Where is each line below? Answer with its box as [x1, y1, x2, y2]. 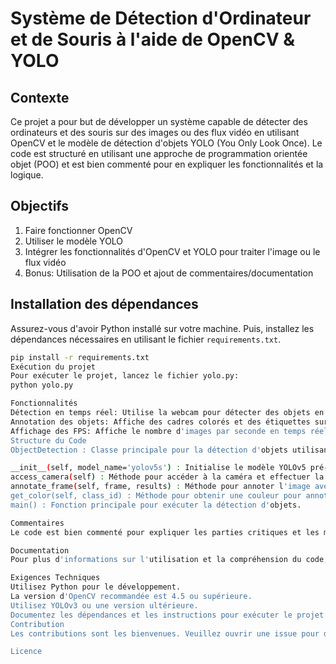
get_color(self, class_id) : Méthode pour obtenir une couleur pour [10, 491, 302, 501]
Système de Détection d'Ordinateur [10, 7, 312, 30]
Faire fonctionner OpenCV [24, 224, 133, 236]
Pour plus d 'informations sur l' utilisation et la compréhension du [10, 555, 302, 565]
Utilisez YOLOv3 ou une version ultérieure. [10, 600, 199, 611]
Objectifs [10, 198, 70, 215]
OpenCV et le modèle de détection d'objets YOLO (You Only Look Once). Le [10, 137, 323, 149]
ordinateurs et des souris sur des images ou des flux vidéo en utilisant [10, 127, 300, 138]
